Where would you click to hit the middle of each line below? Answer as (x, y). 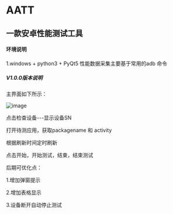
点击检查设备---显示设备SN (39, 117)
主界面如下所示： (27, 94)
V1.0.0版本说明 (24, 78)
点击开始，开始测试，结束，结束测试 (50, 155)
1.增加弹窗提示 (23, 180)
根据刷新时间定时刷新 (32, 142)
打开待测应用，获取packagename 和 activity (59, 130)
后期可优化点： (24, 167)
